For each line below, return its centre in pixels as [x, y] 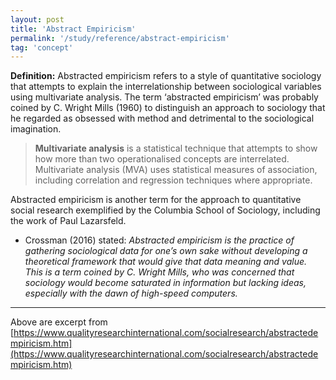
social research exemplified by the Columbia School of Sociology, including [165, 210]
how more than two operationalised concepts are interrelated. [162, 159]
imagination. [36, 129]
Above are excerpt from [59, 322]
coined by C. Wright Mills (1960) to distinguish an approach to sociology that [168, 108]
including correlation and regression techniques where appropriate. [173, 180]
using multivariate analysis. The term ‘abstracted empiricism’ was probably [164, 97]
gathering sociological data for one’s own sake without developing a [166, 251]
